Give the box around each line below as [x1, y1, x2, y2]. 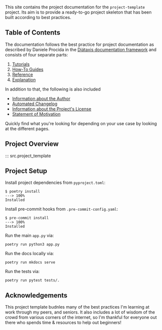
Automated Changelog [12, 101, 57, 107]
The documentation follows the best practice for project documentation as [5, 41, 154, 47]
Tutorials [12, 61, 30, 67]
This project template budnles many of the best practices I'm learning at [5, 304, 150, 310]
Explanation [12, 76, 36, 82]
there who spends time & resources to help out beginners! [5, 320, 122, 326]
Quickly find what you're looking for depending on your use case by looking [5, 120, 157, 126]
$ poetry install [5, 189, 40, 194]
